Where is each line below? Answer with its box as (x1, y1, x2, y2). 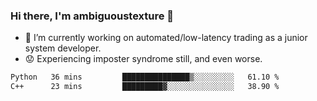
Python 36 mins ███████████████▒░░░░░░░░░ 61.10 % (10, 72, 280, 83)
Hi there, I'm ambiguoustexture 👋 (10, 9, 175, 23)
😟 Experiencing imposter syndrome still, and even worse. (24, 53, 263, 65)
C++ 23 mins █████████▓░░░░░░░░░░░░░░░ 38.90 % (10, 82, 280, 92)
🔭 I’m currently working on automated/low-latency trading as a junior (24, 32, 308, 44)
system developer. (24, 42, 102, 54)
